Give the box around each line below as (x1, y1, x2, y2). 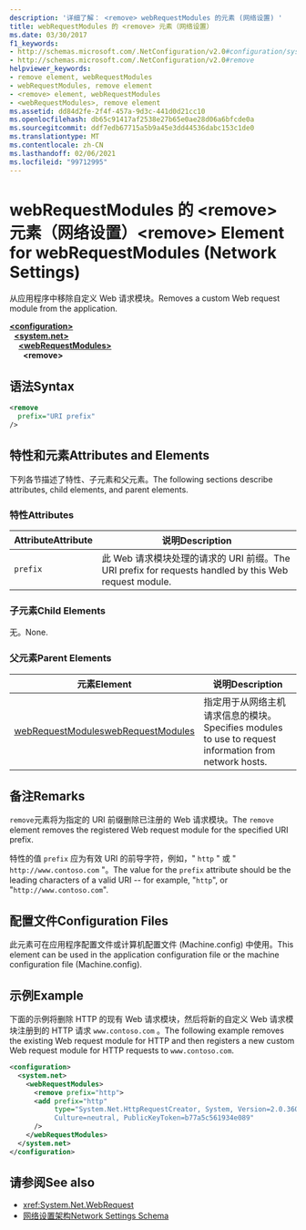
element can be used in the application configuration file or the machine (9, 949, 280, 960)
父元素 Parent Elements (9, 652, 112, 665)
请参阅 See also (9, 1175, 96, 1191)
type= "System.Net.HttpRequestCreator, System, (54, 1105, 234, 1114)
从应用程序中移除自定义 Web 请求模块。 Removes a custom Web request (9, 293, 280, 304)
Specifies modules (203, 721, 283, 734)
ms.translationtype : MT (9, 132, 100, 141)
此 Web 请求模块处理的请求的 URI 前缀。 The (101, 552, 291, 564)
